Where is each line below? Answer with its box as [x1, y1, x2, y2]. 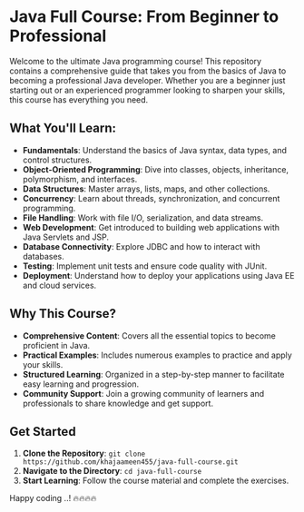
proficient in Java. [22, 340, 91, 350]
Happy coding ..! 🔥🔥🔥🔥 [9, 493, 97, 504]
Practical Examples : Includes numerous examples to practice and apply [22, 350, 292, 360]
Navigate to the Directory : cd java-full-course [22, 466, 202, 477]
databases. [22, 251, 65, 261]
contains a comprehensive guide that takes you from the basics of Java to [9, 65, 287, 76]
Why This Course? [9, 306, 116, 321]
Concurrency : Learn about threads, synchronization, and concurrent [22, 192, 280, 203]
